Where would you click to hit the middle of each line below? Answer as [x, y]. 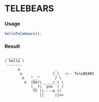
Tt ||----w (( [47, 91]
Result [12, 46]
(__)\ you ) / [47, 86]
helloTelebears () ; [23, 34]
